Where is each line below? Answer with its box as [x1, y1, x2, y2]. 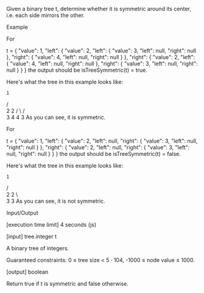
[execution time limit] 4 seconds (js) [6, 221, 97, 228]
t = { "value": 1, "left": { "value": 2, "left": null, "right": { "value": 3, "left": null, [6, 137, 198, 144]
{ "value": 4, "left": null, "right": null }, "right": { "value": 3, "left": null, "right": [6, 60, 198, 67]
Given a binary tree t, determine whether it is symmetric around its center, [6, 5, 192, 12]
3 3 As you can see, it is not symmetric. [6, 197, 105, 205]
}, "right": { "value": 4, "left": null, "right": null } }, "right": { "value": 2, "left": [6, 54, 195, 60]
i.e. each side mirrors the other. [6, 12, 85, 19]
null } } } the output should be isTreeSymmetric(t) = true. [6, 66, 148, 74]
